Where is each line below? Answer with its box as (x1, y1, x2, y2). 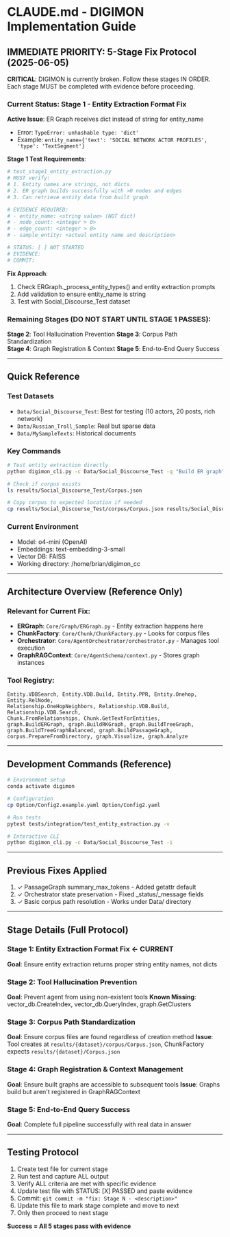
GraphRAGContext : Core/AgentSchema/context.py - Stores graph (16, 651, 200, 659)
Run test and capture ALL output (16, 1172, 110, 1180)
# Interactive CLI (7, 832, 60, 840)
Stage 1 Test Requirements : (7, 155, 87, 163)
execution (16, 644, 46, 652)
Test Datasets (7, 391, 55, 401)
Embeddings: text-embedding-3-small (16, 545, 125, 553)
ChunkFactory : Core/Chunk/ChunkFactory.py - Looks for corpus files (16, 629, 210, 637)
